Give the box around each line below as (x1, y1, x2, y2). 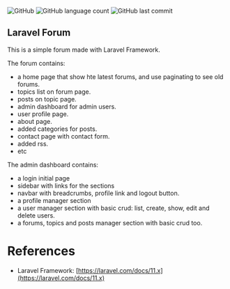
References (7, 244, 75, 259)
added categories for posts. (17, 125, 98, 133)
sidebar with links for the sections (17, 181, 115, 190)
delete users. (17, 211, 56, 220)
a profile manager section (17, 196, 92, 204)
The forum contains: (7, 59, 66, 67)
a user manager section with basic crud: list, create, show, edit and (17, 204, 210, 212)
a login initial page (17, 174, 70, 182)
